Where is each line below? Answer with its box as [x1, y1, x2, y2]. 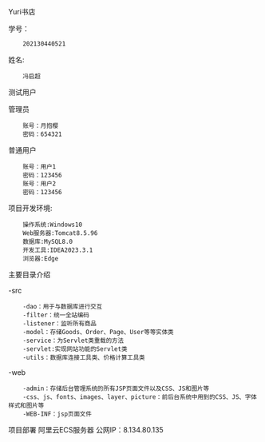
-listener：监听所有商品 [22, 320, 97, 328]
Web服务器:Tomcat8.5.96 [22, 229, 98, 237]
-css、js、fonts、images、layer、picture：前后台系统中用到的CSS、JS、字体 [22, 393, 257, 401]
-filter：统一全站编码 [22, 311, 89, 319]
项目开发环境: [8, 203, 53, 213]
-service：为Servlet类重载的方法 [22, 336, 125, 344]
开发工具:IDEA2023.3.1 [22, 246, 93, 254]
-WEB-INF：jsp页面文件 [22, 410, 92, 418]
